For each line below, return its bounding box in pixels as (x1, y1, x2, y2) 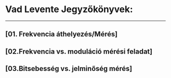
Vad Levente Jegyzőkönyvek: (5, 4, 133, 15)
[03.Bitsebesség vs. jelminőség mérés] (5, 64, 132, 73)
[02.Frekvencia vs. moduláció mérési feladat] (5, 47, 153, 56)
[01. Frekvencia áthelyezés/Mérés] (5, 30, 118, 38)
